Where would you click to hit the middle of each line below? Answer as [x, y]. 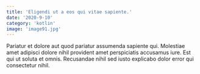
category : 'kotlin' [31, 23]
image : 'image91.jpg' [34, 29]
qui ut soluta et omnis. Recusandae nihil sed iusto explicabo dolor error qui [100, 59]
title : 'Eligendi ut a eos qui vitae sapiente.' [69, 12]
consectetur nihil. [28, 66]
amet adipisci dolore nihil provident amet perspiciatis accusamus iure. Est [98, 53]
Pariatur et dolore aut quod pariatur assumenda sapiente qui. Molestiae [96, 46]
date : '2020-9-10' [30, 18]
